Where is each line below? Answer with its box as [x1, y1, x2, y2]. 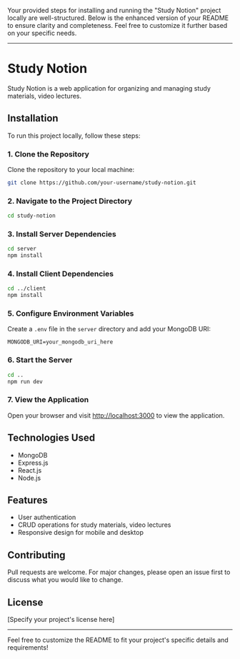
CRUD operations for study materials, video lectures [17, 520, 171, 529]
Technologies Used [7, 432, 95, 444]
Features [7, 494, 48, 506]
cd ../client [7, 285, 46, 292]
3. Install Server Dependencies [7, 229, 116, 239]
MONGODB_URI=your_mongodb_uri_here [7, 338, 114, 346]
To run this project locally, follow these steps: [7, 131, 141, 140]
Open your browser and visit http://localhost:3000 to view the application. [7, 411, 225, 420]
